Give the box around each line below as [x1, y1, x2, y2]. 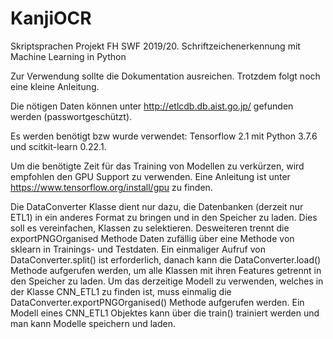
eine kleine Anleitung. [10, 80, 100, 92]
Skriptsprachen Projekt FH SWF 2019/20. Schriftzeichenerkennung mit [10, 40, 301, 52]
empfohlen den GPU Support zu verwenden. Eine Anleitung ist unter [10, 170, 291, 182]
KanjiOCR [10, 7, 92, 30]
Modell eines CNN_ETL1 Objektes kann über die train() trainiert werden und [10, 307, 320, 319]
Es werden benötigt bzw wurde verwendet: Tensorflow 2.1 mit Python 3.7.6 [10, 130, 318, 142]
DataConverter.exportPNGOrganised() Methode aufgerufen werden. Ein [10, 296, 305, 308]
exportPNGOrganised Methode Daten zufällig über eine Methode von [10, 232, 295, 244]
